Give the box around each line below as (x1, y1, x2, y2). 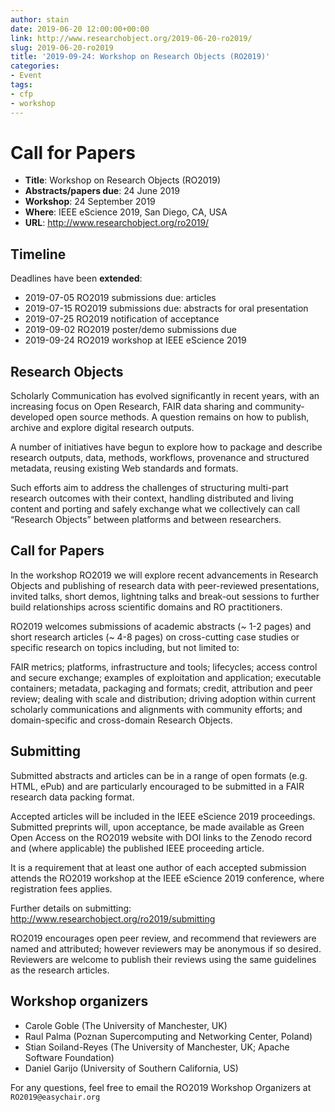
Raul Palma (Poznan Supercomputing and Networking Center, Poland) (24, 1030, 313, 1042)
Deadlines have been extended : (10, 272, 143, 285)
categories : (10, 61, 60, 71)
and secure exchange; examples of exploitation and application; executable (10, 671, 322, 683)
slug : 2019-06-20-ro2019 (10, 42, 114, 53)
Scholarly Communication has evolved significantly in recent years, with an (10, 390, 320, 402)
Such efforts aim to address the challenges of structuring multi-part (10, 482, 289, 494)
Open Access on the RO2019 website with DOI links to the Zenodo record (10, 831, 313, 843)
